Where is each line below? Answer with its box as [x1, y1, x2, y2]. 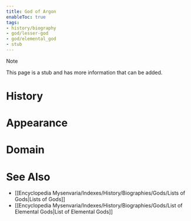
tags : [6, 19, 19, 25]
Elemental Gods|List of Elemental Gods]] [14, 208, 113, 215]
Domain [6, 143, 45, 156]
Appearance [6, 116, 68, 130]
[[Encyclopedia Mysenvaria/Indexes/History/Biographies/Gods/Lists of [14, 189, 186, 197]
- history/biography [6, 25, 57, 31]
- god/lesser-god [6, 31, 49, 36]
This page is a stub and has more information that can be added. [6, 69, 163, 76]
